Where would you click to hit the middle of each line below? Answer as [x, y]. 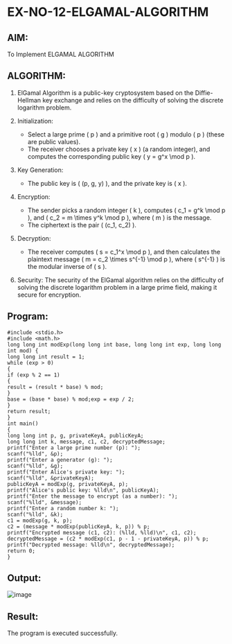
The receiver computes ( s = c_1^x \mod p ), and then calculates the [124, 252]
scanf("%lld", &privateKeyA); [51, 478]
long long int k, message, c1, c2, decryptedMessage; [87, 442]
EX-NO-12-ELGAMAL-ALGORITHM [108, 12]
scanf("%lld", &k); [35, 514]
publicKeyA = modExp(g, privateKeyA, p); [68, 484]
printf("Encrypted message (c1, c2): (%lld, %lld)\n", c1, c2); [102, 532]
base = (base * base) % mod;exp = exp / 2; [71, 399]
